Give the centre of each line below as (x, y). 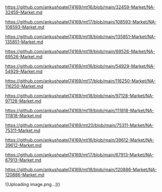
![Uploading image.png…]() (33, 184)
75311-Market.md (23, 130)
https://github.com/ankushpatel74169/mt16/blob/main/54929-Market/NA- (80, 66)
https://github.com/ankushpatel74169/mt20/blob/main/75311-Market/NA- (80, 125)
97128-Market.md (23, 101)
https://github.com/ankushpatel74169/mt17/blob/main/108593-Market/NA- (81, 22)
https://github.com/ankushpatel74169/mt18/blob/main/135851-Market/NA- (81, 37)
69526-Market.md (24, 57)
